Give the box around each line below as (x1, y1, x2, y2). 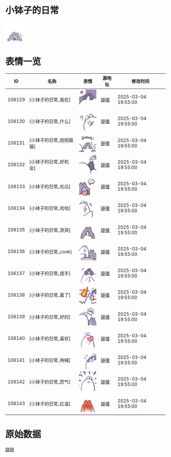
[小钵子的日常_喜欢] (29, 335, 71, 341)
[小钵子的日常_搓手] (29, 270, 71, 276)
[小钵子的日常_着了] (29, 292, 71, 298)
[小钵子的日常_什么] (29, 118, 71, 125)
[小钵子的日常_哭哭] (29, 227, 71, 233)
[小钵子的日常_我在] (29, 97, 71, 103)
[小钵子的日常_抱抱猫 (29, 137, 74, 143)
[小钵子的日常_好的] (29, 313, 71, 320)
